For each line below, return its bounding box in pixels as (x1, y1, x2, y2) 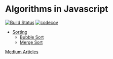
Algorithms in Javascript (5, 3, 109, 15)
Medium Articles (5, 49, 38, 55)
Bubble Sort (19, 34, 44, 40)
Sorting (12, 29, 28, 35)
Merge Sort (19, 39, 43, 45)
